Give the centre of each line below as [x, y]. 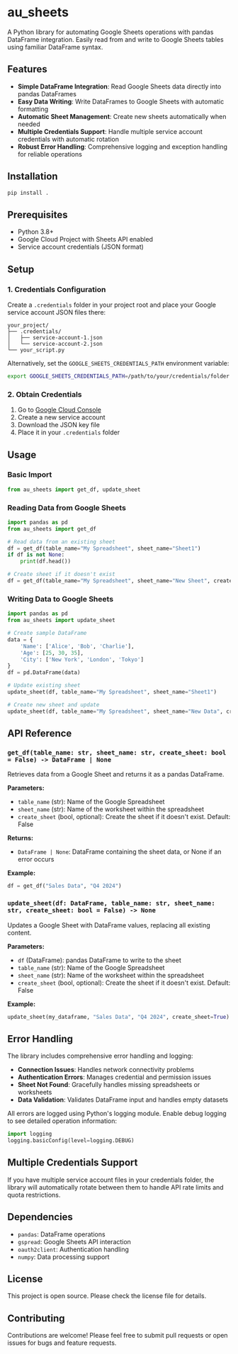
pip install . [28, 193]
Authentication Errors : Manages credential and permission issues [114, 1077]
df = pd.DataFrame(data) [44, 673]
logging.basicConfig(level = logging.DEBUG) [71, 1141]
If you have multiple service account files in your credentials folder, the [111, 1180]
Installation [33, 177]
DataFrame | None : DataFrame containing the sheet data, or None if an [119, 852]
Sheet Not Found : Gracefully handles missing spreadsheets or [109, 1085]
